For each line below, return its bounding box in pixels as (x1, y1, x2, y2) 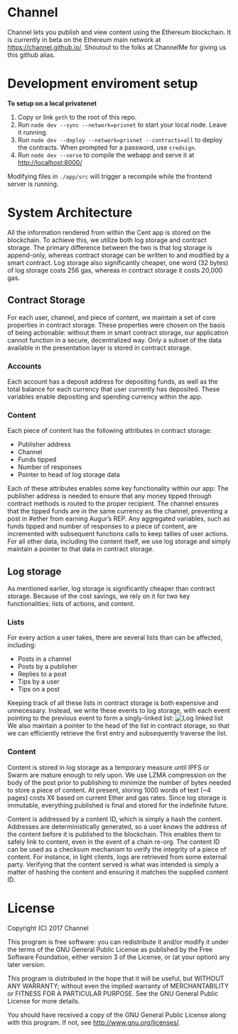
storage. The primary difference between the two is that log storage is (7, 243, 213, 251)
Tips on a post (17, 685, 60, 694)
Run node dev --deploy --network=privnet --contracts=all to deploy (17, 135, 222, 144)
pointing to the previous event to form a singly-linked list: (7, 714, 174, 723)
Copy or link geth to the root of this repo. (17, 113, 137, 121)
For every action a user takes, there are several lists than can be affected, (7, 633, 222, 642)
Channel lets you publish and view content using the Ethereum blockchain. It (7, 28, 231, 36)
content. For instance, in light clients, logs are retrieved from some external (7, 852, 227, 861)
